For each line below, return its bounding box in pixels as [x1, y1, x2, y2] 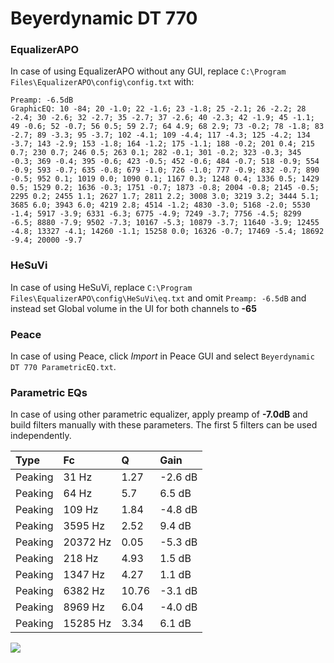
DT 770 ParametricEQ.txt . [10, 361, 117, 373]
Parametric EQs [10, 386, 88, 399]
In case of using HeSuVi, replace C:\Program [10, 281, 193, 293]
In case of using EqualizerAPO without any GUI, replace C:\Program [10, 65, 287, 77]
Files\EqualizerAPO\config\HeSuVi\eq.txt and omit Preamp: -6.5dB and [10, 292, 307, 304]
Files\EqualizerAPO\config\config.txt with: [10, 76, 195, 88]
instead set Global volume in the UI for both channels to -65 [10, 302, 257, 314]
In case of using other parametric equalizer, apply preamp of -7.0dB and [10, 408, 308, 421]
